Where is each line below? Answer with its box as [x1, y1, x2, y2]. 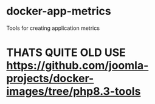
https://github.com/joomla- [6, 59, 149, 72]
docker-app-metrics [6, 4, 111, 18]
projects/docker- [6, 72, 94, 86]
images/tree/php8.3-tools [6, 85, 141, 99]
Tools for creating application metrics [6, 24, 100, 32]
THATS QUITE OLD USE [6, 46, 126, 60]
